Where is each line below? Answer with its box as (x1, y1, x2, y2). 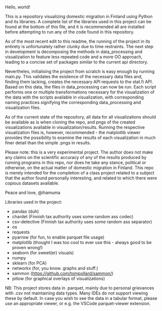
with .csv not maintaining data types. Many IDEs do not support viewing (5, 290, 148, 296)
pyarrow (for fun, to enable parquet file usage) (12, 234, 105, 240)
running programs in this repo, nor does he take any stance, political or (5, 160, 147, 165)
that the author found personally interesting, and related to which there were (5, 175, 157, 181)
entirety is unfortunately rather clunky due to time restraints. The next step (5, 44, 154, 49)
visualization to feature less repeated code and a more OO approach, (5, 54, 143, 60)
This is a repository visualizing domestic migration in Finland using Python (5, 14, 153, 19)
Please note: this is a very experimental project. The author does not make (5, 149, 153, 155)
